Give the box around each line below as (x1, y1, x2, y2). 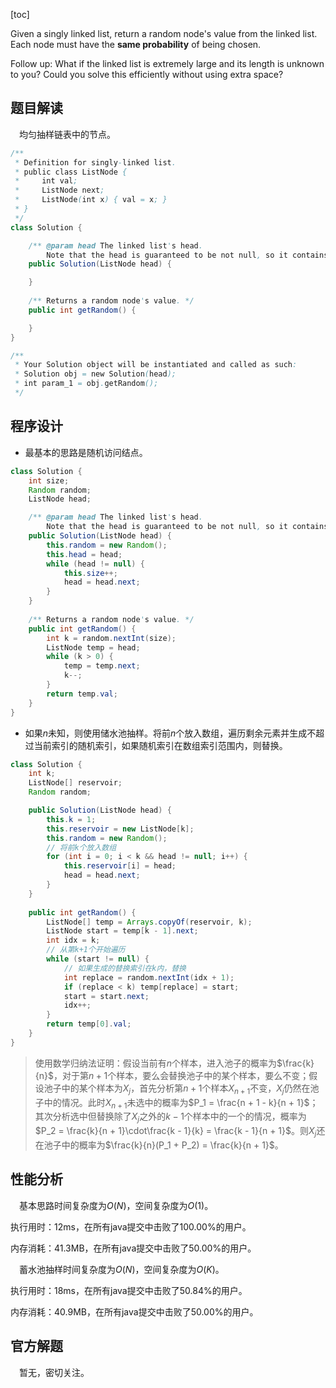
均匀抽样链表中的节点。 (19, 128, 116, 140)
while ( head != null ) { (46, 559, 145, 569)
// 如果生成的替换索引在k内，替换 (63, 963, 187, 973)
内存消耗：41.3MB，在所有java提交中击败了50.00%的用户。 (10, 1242, 257, 1254)
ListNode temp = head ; (46, 642, 141, 653)
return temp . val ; (46, 689, 118, 699)
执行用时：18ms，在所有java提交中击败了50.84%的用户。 (10, 1284, 248, 1296)
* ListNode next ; (14, 185, 105, 196)
